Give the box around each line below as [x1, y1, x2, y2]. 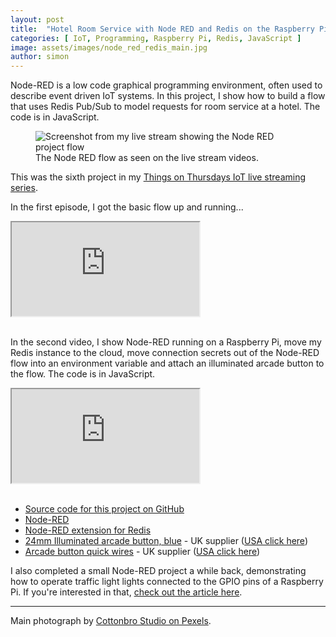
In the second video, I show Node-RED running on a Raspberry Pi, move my [10, 336, 322, 348]
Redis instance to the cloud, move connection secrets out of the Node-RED [10, 347, 320, 359]
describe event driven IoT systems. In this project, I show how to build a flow [10, 90, 326, 102]
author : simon [10, 52, 70, 62]
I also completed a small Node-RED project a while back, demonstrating [10, 565, 307, 577]
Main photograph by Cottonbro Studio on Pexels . [10, 615, 212, 627]
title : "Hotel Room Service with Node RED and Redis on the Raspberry [10, 24, 315, 34]
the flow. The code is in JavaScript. [10, 368, 156, 380]
